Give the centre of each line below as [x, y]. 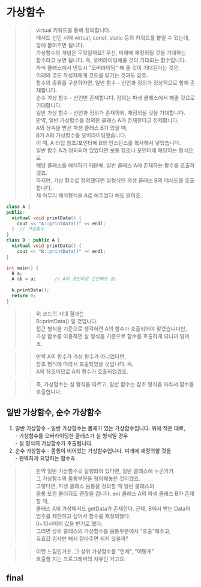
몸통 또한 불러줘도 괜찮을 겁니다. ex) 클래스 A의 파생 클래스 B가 [109, 493]
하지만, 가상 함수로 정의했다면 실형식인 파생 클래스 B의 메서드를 [110, 180]
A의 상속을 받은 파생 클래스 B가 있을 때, [82, 127]
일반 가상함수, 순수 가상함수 [54, 412]
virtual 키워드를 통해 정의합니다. [73, 30]
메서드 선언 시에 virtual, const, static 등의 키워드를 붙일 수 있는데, [113, 37]
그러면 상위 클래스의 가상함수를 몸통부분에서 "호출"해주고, [103, 531]
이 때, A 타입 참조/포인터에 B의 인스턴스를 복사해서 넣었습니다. [108, 142]
